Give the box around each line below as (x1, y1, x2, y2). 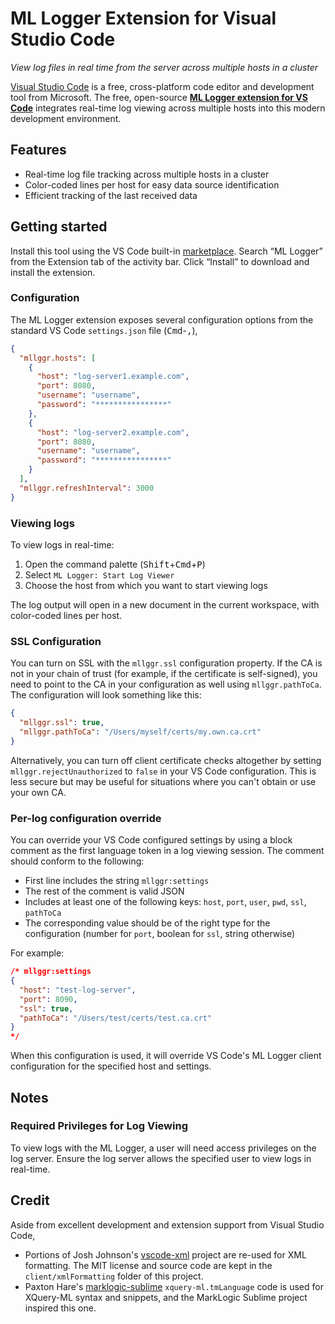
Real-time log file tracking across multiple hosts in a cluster (24, 168, 270, 180)
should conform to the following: (10, 855, 145, 867)
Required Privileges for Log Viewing (10, 1119, 188, 1133)
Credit (10, 1192, 50, 1209)
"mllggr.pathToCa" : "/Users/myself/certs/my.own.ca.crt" (19, 727, 262, 737)
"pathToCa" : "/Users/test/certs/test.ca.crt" (19, 1013, 213, 1023)
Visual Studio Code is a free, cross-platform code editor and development (10, 80, 315, 92)
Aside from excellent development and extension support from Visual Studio (10, 1218, 325, 1231)
